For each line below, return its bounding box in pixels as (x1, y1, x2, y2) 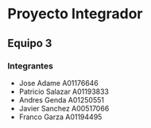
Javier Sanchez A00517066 (18, 103, 110, 113)
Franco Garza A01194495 (18, 112, 103, 122)
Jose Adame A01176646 (18, 78, 99, 87)
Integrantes (7, 60, 53, 72)
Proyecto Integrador (7, 5, 143, 23)
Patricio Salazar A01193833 (18, 87, 109, 96)
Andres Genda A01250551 (18, 95, 105, 104)
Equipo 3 (7, 37, 52, 50)
